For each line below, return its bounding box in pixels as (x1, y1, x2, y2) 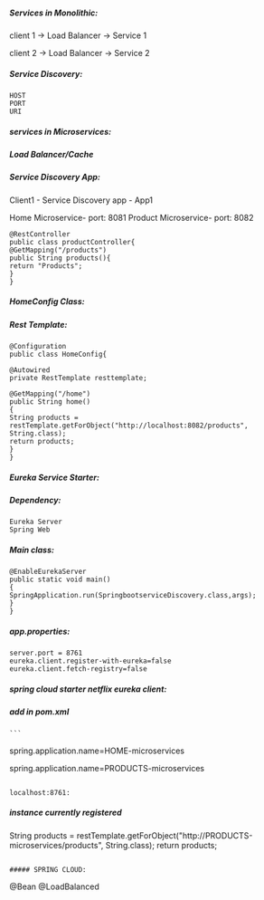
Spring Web (9, 525, 51, 534)
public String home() (9, 397, 91, 407)
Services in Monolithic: (9, 7, 99, 18)
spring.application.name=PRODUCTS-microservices (9, 762, 205, 773)
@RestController (9, 229, 71, 239)
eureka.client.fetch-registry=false (9, 665, 147, 674)
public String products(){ (9, 254, 111, 263)
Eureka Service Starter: (9, 472, 99, 483)
